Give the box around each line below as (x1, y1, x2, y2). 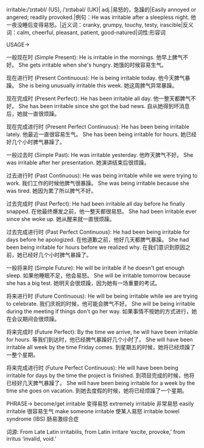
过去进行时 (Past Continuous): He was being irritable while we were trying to (6, 172, 198, 179)
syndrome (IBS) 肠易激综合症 (6, 415, 79, 422)
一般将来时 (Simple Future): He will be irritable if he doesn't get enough (6, 264, 185, 271)
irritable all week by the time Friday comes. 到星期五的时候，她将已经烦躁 (6, 344, 191, 350)
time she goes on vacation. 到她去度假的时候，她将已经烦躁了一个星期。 (6, 387, 188, 394)
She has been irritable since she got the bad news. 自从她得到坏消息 (18, 103, 190, 109)
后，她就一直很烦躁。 (6, 110, 60, 117)
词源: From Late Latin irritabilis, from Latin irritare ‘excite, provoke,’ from (6, 428, 186, 435)
